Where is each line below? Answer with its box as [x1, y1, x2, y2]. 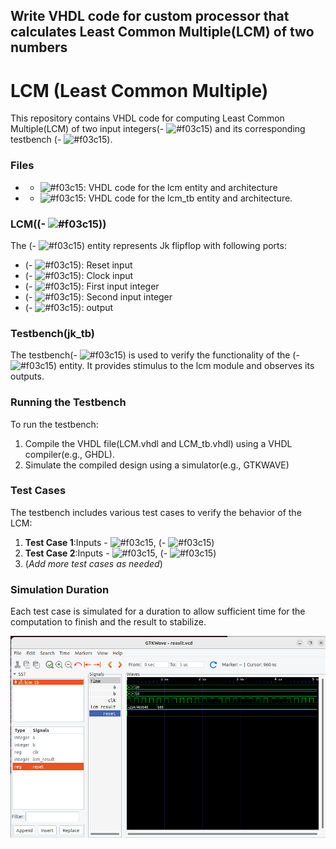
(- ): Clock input [24, 269, 134, 281]
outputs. [10, 370, 45, 383]
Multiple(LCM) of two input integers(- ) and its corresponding [10, 123, 306, 135]
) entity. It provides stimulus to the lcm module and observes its [53, 360, 315, 372]
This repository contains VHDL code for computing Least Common [10, 112, 285, 124]
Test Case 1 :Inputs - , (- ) [24, 536, 215, 548]
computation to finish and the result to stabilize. [10, 616, 207, 628]
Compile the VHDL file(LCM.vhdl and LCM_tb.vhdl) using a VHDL [24, 437, 293, 449]
